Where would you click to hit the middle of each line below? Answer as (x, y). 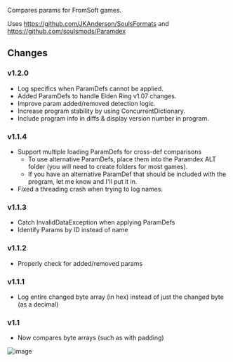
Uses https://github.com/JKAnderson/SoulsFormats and (88, 24)
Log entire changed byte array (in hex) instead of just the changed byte (121, 297)
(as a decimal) (38, 304)
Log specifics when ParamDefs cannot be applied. (90, 88)
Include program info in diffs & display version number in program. (113, 118)
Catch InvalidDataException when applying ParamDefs (96, 222)
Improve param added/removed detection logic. (86, 103)
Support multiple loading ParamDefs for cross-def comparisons (109, 152)
